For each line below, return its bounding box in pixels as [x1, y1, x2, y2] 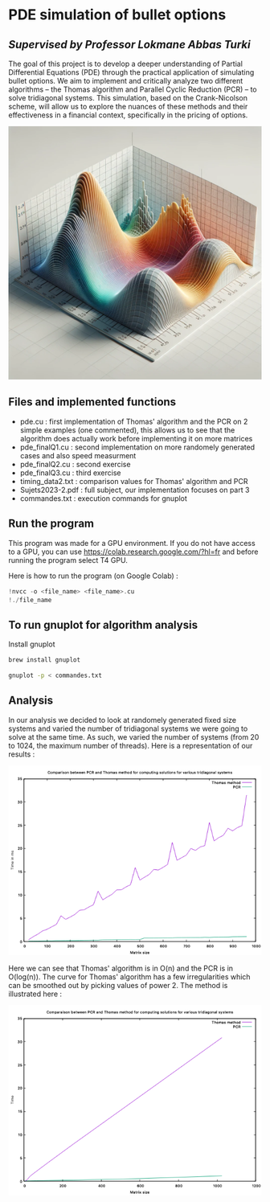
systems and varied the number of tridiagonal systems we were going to [8, 724, 248, 733]
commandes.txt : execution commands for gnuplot [19, 493, 187, 503]
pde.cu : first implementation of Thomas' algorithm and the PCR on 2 [19, 416, 248, 426]
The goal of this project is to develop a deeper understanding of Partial [8, 59, 243, 68]
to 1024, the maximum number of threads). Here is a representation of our [8, 740, 253, 750]
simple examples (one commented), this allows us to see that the [19, 425, 235, 435]
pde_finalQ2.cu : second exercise [19, 459, 131, 469]
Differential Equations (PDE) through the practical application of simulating [8, 68, 255, 77]
